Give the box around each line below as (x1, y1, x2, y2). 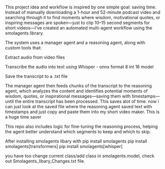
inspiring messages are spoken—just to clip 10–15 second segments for (5, 20, 150, 25)
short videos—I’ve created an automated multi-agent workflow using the (5, 25, 153, 31)
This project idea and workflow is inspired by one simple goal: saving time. (5, 4, 157, 10)
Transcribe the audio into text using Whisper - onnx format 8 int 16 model (5, 64, 154, 70)
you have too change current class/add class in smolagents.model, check (5, 153, 155, 159)
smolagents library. (5, 30, 44, 36)
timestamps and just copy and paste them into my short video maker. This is (5, 109, 160, 115)
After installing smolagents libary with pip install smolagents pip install (5, 138, 147, 144)
